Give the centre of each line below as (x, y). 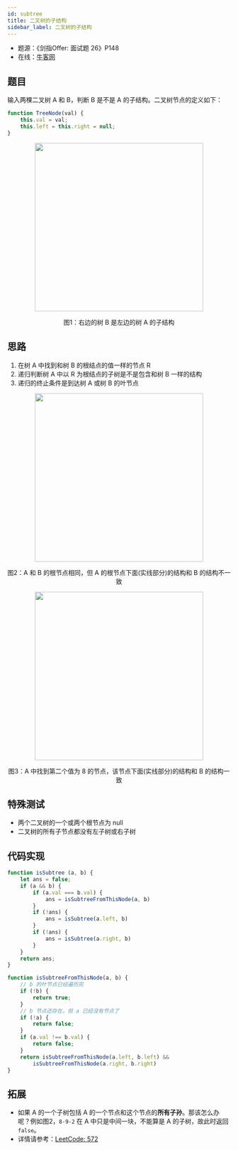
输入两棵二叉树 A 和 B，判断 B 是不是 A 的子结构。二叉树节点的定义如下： (115, 100)
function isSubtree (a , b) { (50, 873)
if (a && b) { (41, 886)
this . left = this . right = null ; (68, 126)
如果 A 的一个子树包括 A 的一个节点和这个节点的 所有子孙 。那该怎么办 (118, 1112)
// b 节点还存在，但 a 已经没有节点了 (70, 1011)
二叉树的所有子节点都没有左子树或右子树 (76, 832)
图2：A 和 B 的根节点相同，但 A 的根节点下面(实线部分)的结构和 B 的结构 (113, 572)
